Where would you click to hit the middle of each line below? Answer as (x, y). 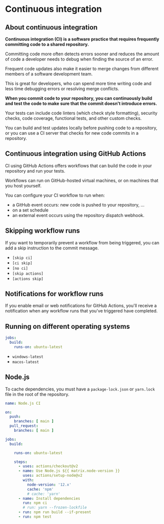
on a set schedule (30, 210)
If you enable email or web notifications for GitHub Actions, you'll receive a (81, 306)
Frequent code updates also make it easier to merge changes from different (82, 69)
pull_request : (24, 426)
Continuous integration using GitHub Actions (76, 154)
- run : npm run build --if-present (55, 512)
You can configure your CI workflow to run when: (55, 195)
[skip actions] (28, 274)
